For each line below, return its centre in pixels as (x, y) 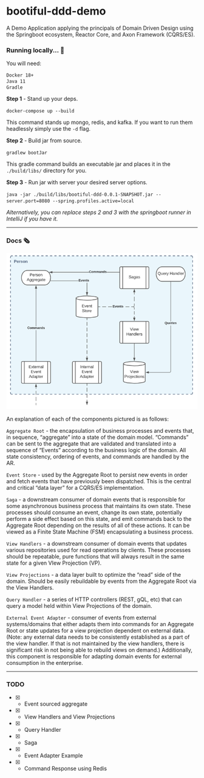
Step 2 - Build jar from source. (44, 140)
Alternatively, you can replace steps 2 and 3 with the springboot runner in (99, 212)
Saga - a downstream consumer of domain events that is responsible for (96, 499)
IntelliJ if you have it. (32, 219)
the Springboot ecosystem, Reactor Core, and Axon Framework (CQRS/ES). (101, 34)
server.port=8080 (28, 201)
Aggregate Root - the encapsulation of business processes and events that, (100, 430)
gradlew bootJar (27, 153)
